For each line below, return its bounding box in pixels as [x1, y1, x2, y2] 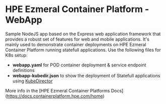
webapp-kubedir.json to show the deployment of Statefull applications [12, 72, 160, 78]
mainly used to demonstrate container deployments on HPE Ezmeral [5, 41, 147, 47]
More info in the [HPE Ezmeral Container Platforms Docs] [5, 87, 124, 93]
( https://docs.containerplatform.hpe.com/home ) [5, 93, 105, 99]
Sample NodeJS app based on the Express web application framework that [5, 31, 161, 37]
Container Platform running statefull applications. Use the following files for [5, 47, 161, 53]
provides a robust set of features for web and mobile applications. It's [5, 36, 149, 42]
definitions [12, 67, 35, 73]
